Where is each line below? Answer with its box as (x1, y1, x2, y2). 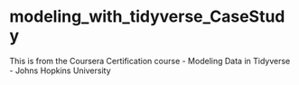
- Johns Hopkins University (9, 65, 111, 76)
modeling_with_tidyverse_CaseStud (9, 6, 285, 27)
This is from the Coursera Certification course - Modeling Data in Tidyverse (9, 55, 291, 66)
